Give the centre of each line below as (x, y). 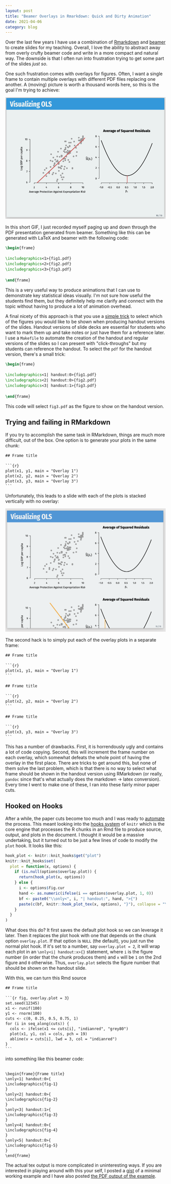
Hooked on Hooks (34, 806)
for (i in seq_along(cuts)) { (37, 1024)
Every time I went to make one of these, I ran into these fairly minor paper (82, 784)
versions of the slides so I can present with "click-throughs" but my (76, 343)
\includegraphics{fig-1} (32, 1084)
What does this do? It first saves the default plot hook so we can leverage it (84, 930)
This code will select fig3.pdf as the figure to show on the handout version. (85, 406)
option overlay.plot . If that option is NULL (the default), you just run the (80, 941)
